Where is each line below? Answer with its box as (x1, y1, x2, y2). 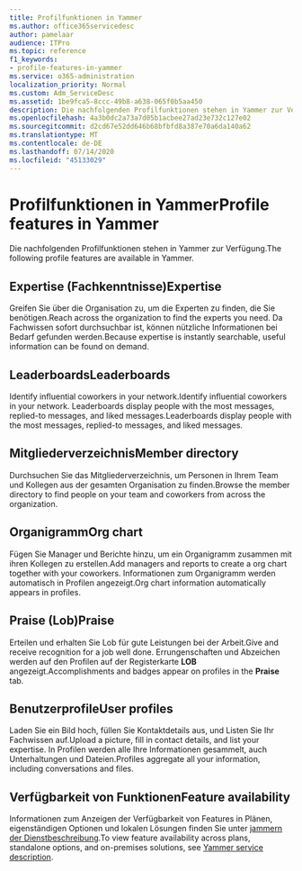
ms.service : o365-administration (9, 72, 135, 81)
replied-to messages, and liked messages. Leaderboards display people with (9, 411, 292, 422)
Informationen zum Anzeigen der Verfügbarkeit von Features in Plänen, (9, 813, 273, 824)
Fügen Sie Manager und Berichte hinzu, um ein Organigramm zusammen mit (9, 549, 292, 559)
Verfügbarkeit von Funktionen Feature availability (9, 789, 290, 804)
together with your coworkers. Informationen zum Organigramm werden (9, 567, 276, 578)
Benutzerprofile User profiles (9, 701, 173, 716)
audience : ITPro (9, 38, 70, 48)
